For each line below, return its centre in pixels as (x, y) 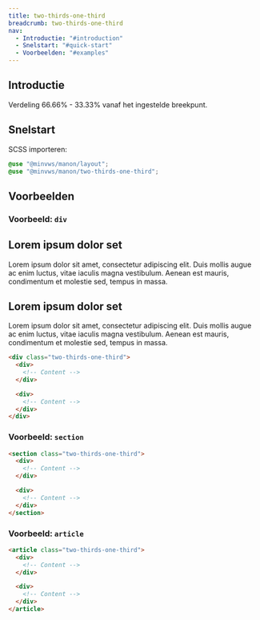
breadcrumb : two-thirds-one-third (66, 23)
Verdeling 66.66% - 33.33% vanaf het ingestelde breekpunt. (108, 104)
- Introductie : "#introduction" (70, 38)
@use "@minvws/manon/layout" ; (59, 164)
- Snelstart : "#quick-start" (64, 46)
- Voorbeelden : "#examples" (62, 53)
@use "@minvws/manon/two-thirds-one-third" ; (84, 171)
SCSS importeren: (38, 149)
